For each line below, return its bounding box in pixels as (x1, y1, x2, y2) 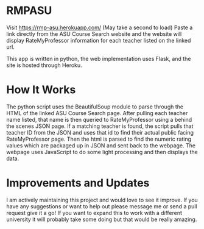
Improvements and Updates (6, 176, 150, 190)
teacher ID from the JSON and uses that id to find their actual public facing (6, 129, 194, 136)
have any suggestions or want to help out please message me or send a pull (6, 202, 197, 210)
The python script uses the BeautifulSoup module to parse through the (6, 103, 184, 110)
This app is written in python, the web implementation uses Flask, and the (6, 55, 191, 62)
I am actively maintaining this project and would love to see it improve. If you (6, 196, 198, 203)
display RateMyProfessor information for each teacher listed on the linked (6, 37, 191, 44)
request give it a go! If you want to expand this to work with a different (6, 209, 183, 216)
